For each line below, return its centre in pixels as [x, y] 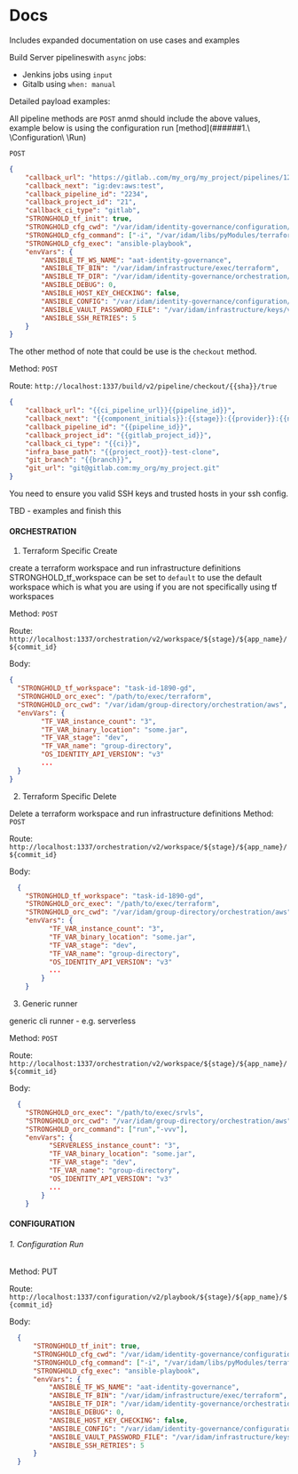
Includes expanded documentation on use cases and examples [125, 40]
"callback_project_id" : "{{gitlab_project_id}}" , [119, 435]
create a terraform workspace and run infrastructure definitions [125, 568]
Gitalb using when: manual [69, 84]
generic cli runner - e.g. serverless [72, 1021]
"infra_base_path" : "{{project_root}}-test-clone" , [122, 452]
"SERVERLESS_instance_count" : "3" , [114, 1146]
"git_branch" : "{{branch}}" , [79, 460]
